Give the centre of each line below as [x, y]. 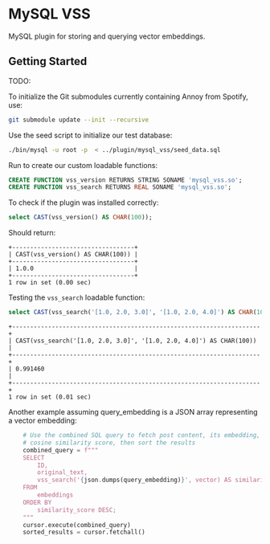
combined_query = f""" [61, 450]
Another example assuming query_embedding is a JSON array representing [133, 412]
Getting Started [48, 61]
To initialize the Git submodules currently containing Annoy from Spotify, [128, 96]
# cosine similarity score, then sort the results [109, 443]
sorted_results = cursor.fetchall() [84, 532]
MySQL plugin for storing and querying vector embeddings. [107, 36]
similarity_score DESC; [77, 510]
